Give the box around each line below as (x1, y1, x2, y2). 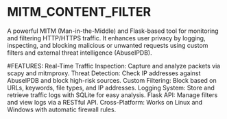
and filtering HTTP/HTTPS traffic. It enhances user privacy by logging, (7, 34, 206, 42)
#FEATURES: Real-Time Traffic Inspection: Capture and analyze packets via (7, 62, 221, 70)
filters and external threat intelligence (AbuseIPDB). (7, 49, 152, 57)
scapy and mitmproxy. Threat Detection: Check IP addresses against (7, 69, 201, 77)
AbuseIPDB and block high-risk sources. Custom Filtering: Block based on (7, 76, 217, 84)
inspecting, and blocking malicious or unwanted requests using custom (7, 41, 208, 49)
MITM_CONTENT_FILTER (7, 4, 152, 20)
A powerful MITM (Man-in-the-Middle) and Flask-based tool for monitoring (7, 27, 219, 35)
